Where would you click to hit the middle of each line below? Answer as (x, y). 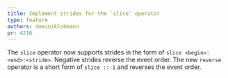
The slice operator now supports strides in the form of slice (95, 52)
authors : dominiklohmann (43, 26)
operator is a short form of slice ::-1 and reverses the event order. (104, 67)
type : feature (28, 20)
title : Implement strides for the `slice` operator (83, 13)
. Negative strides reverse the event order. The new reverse (136, 60)
